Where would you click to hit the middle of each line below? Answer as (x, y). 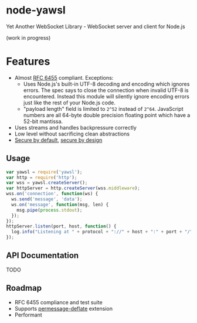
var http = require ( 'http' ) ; (42, 177)
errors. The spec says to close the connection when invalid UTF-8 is (106, 90)
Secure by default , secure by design (58, 140)
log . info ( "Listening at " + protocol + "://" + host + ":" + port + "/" (102, 232)
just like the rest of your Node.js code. (69, 103)
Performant (28, 315)
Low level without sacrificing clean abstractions (72, 134)
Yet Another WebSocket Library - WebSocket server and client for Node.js (96, 26)
